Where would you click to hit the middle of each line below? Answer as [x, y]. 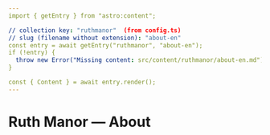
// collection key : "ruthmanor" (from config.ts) [95, 30]
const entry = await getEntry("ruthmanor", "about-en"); [106, 45]
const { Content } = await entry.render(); [82, 82]
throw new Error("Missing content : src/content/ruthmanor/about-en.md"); [141, 60]
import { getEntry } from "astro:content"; [82, 16]
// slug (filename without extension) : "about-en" [95, 38]
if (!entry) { [32, 53]
